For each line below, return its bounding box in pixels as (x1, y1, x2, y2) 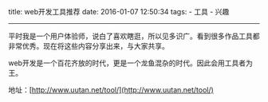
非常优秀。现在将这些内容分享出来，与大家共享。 (8, 41, 169, 50)
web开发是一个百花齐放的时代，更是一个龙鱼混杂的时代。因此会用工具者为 (8, 58, 253, 68)
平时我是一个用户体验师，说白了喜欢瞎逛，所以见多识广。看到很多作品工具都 (8, 31, 260, 41)
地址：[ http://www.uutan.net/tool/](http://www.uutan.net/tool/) (8, 85, 214, 94)
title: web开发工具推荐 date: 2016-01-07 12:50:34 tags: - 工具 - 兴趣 (8, 7, 230, 16)
